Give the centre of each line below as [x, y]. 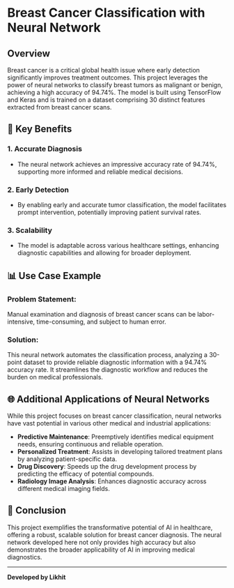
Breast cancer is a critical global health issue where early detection [104, 70]
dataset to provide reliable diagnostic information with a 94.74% [115, 362]
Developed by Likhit [37, 577]
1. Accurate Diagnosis [45, 149]
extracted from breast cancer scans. [60, 107]
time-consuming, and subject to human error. [101, 322]
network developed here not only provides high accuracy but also [102, 542]
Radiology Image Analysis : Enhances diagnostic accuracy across [112, 481]
